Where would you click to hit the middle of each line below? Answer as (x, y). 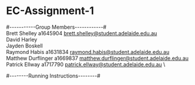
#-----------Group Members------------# (56, 27)
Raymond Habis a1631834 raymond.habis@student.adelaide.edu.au (88, 52)
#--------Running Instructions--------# (53, 76)
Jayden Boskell (24, 46)
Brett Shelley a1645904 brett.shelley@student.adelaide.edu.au (82, 33)
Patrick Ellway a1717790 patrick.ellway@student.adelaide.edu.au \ (86, 64)
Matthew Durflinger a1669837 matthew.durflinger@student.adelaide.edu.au (97, 58)
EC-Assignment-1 (50, 11)
